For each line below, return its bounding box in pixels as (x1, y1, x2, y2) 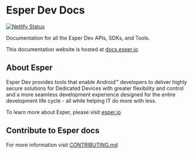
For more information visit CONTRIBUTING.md (6, 141, 118, 148)
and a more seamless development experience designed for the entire (6, 91, 176, 98)
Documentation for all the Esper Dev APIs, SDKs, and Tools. (6, 34, 150, 41)
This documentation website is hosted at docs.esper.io (6, 45, 138, 53)
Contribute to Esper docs (6, 126, 100, 136)
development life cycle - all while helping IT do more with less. (6, 97, 157, 104)
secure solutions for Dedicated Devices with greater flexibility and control (6, 85, 184, 92)
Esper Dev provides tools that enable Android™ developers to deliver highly (6, 78, 187, 85)
